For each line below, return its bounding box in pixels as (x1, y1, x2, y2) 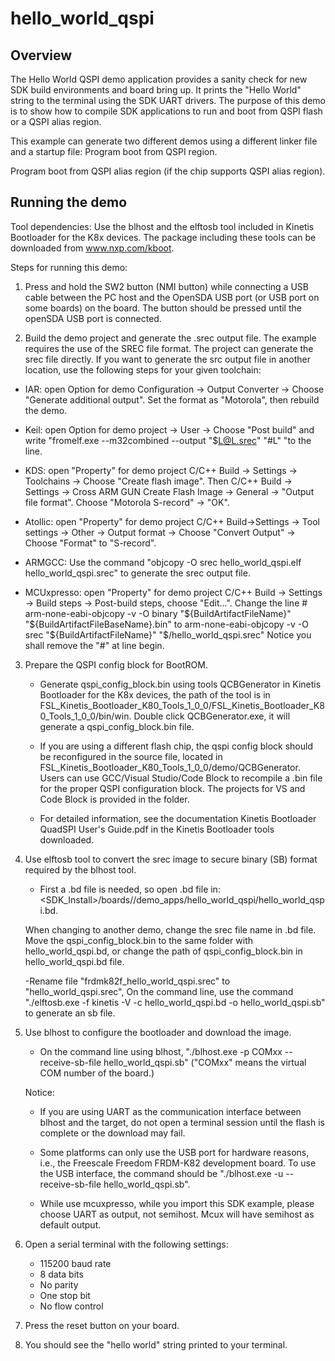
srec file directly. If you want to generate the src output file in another (24, 353, 312, 365)
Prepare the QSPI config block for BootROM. (24, 658, 208, 671)
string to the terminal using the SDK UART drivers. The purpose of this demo (10, 95, 326, 106)
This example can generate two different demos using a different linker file (10, 135, 318, 147)
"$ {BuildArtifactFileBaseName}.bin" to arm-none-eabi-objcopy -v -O (24, 618, 309, 630)
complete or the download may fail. (39, 1127, 186, 1139)
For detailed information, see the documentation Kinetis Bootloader (39, 812, 317, 824)
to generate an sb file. (24, 1007, 116, 1019)
